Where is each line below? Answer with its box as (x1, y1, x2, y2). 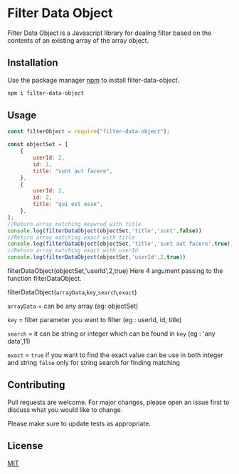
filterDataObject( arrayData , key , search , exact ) (7, 288, 137, 297)
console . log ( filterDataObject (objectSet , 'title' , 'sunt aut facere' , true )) (7, 240, 234, 247)
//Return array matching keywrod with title (7, 220, 142, 227)
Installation (7, 57, 58, 69)
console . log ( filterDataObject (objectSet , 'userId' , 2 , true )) (7, 254, 186, 261)
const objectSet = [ (7, 141, 69, 148)
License (7, 440, 43, 452)
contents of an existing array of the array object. (7, 36, 149, 44)
